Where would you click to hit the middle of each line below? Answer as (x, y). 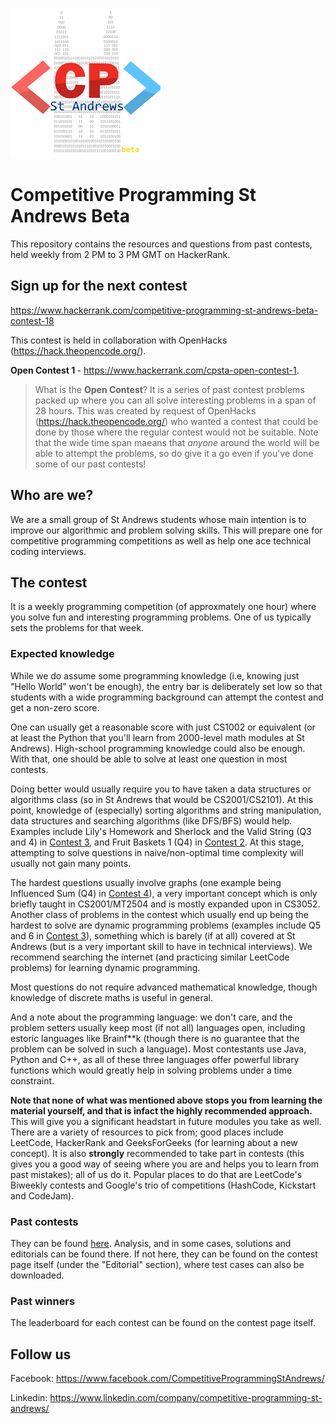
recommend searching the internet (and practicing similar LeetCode (150, 957)
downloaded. (37, 1275)
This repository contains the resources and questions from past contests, (161, 244)
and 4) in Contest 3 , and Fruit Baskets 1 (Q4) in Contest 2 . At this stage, (157, 842)
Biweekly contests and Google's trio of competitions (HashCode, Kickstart (163, 1185)
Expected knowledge (62, 654)
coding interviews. (48, 551)
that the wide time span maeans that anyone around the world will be (177, 442)
